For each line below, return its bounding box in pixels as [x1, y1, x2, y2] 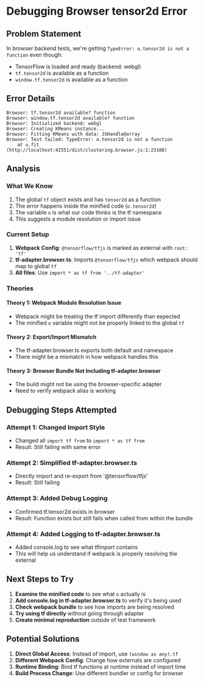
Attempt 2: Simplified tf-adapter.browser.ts [6, 458, 138, 467]
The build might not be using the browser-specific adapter [15, 381, 162, 388]
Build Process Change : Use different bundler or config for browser [15, 669, 184, 677]
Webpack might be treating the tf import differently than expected [15, 313, 181, 320]
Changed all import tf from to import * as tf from [15, 437, 145, 444]
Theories [6, 284, 33, 292]
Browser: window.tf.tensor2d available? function [6, 115, 135, 121]
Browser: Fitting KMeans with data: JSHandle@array [6, 131, 140, 137]
